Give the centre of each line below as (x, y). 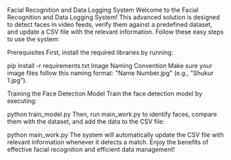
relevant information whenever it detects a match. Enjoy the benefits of (108, 142)
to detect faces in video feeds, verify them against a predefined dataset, (110, 24)
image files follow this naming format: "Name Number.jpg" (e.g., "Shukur (110, 73)
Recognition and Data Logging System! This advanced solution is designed (113, 17)
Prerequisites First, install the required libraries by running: (90, 52)
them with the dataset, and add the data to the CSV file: (86, 122)
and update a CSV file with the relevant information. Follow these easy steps (115, 32)
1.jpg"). (17, 80)
